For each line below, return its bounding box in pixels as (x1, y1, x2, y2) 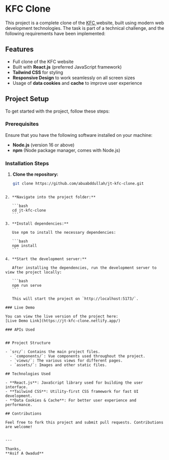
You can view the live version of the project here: (5, 314, 119, 319)
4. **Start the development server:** (5, 257, 87, 262)
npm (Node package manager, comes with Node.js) (12, 147, 121, 153)
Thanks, (5, 446, 22, 452)
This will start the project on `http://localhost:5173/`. (12, 296, 139, 301)
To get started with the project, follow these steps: (5, 108, 110, 114)
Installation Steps (5, 160, 49, 167)
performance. (5, 402, 33, 407)
